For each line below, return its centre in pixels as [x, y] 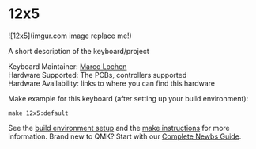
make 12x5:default [38, 113]
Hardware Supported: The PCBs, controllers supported [98, 74]
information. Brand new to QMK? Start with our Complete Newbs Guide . [125, 136]
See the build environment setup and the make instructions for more [119, 128]
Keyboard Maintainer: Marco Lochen [68, 66]
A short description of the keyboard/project [79, 51]
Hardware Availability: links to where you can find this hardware [112, 83]
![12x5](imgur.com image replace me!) [70, 36]
